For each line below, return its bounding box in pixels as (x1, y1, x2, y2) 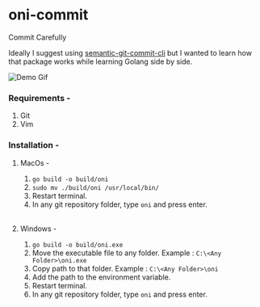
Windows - (19, 224, 57, 233)
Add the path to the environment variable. (31, 272, 171, 282)
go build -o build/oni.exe (31, 241, 124, 249)
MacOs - (19, 158, 50, 167)
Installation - (8, 140, 60, 151)
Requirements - (8, 92, 71, 103)
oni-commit (8, 6, 89, 24)
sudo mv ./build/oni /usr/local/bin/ (31, 183, 160, 191)
